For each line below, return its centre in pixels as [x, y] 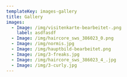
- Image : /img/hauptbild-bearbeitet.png [61, 49]
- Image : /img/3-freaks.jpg [46, 54]
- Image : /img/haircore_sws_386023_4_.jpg [64, 60]
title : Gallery [25, 17]
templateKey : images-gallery [42, 11]
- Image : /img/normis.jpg [43, 44]
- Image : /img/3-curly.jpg [44, 65]
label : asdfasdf [37, 33]
